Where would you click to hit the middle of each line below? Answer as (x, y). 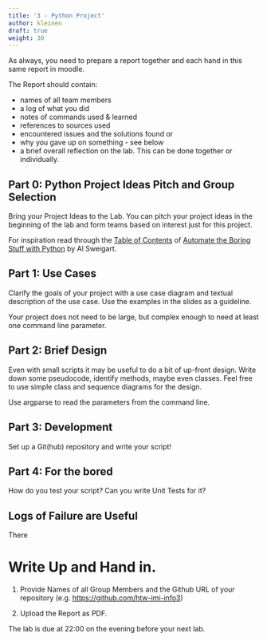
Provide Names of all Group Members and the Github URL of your (127, 590)
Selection (33, 197)
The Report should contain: (53, 85)
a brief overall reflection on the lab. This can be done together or (126, 151)
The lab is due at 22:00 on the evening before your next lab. (107, 629)
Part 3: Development (61, 427)
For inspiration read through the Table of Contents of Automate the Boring (130, 240)
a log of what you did (55, 109)
